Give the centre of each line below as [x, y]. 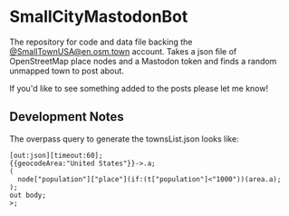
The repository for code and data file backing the [101, 42]
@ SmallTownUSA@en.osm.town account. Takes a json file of [123, 51]
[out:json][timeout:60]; [56, 155]
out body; [28, 195]
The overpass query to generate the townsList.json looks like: [124, 139]
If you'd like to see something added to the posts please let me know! [139, 88]
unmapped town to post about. [67, 71]
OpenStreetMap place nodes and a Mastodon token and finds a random [143, 61]
